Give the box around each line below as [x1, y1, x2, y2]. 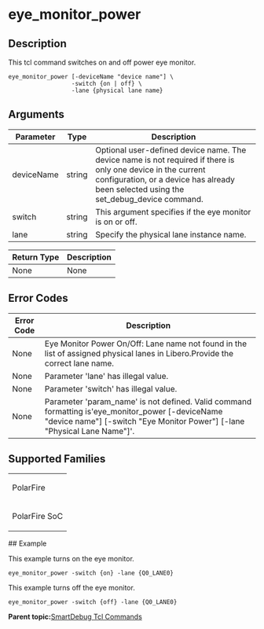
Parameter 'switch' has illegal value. [44, 383, 178, 394]
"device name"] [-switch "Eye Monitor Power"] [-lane [44, 415, 245, 426]
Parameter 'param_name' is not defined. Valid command [44, 395, 252, 406]
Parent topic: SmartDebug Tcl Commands [8, 612, 143, 622]
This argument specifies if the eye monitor [95, 206, 251, 217]
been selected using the [95, 183, 185, 194]
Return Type [12, 252, 60, 263]
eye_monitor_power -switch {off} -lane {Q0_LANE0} [8, 598, 178, 606]
